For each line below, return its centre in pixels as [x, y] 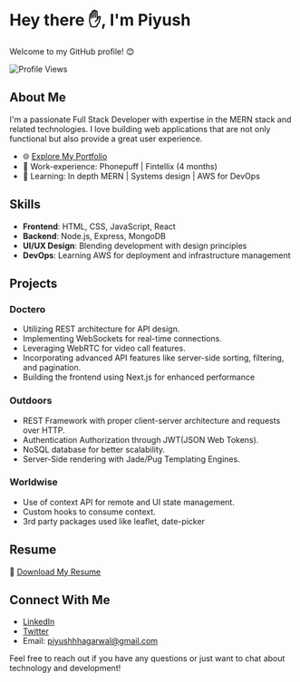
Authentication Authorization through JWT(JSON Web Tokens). [140, 439]
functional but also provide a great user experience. [106, 139]
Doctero [28, 309]
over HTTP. [44, 430]
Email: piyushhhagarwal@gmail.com [90, 641]
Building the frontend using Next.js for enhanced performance [139, 377]
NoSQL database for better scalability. [94, 449]
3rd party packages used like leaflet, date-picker [114, 521]
